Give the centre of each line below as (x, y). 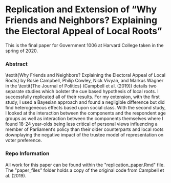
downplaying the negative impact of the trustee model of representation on (84, 135)
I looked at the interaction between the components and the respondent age (86, 113)
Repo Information (27, 153)
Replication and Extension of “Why (81, 9)
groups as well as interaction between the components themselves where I (84, 119)
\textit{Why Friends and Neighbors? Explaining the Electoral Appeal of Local (85, 75)
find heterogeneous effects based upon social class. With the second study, (85, 108)
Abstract (17, 64)
